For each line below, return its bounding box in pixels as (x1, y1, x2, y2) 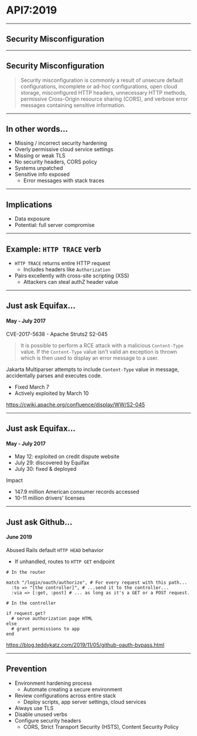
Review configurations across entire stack (14, 692, 116, 699)
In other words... (6, 124, 69, 134)
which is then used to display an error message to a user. (20, 354, 159, 362)
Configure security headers (14, 717, 81, 724)
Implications (6, 199, 53, 209)
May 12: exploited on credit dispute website (14, 453, 120, 460)
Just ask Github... (6, 517, 73, 527)
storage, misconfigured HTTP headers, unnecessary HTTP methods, (20, 89, 187, 96)
